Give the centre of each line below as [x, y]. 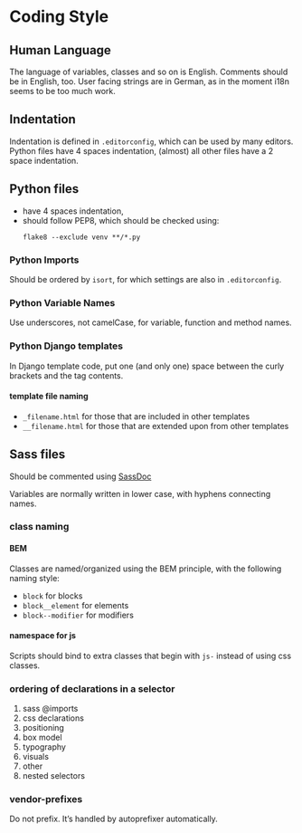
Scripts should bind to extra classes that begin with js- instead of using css [151, 656]
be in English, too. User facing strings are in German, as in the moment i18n [150, 81]
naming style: [35, 578]
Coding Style [59, 17]
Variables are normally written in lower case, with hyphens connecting [140, 493]
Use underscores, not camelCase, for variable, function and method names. [151, 322]
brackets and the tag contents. [66, 375]
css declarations [53, 718]
